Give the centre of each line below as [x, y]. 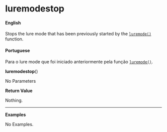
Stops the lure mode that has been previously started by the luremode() [78, 34]
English [13, 22]
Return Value [19, 91]
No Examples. [19, 124]
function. [14, 39]
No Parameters [21, 81]
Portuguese [18, 50]
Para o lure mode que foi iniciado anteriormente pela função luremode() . [79, 62]
